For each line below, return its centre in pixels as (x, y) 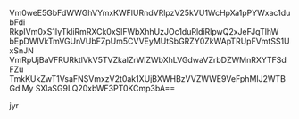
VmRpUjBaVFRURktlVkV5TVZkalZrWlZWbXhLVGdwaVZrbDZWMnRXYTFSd (148, 60)
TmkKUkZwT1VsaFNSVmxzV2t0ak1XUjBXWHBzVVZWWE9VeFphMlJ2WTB (147, 79)
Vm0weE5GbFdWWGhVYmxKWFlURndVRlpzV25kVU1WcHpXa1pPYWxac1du (150, 13)
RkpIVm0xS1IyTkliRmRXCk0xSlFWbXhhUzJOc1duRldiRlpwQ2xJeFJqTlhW (144, 32)
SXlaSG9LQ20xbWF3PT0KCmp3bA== (105, 88)
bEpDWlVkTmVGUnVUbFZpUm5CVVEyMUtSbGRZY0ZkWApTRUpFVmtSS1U (149, 41)
